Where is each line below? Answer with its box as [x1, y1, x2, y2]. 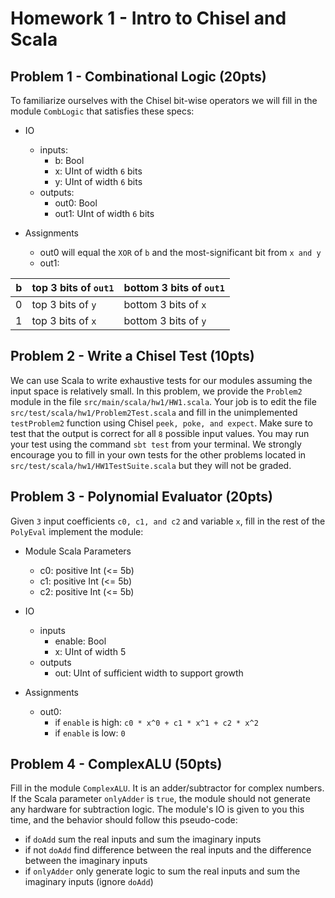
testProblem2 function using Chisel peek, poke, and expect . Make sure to [10, 417, 313, 429]
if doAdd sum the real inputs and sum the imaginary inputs [24, 833, 262, 846]
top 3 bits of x [31, 314, 97, 327]
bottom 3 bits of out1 [123, 281, 225, 294]
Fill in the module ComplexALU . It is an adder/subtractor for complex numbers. [10, 782, 325, 794]
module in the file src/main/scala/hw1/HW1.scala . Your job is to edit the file [10, 395, 317, 407]
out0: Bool [54, 197, 98, 209]
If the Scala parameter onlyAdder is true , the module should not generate [10, 793, 311, 805]
